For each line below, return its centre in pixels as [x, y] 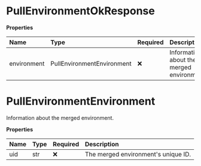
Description [102, 144]
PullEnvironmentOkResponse [81, 11]
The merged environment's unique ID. [138, 154]
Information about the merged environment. [60, 118]
